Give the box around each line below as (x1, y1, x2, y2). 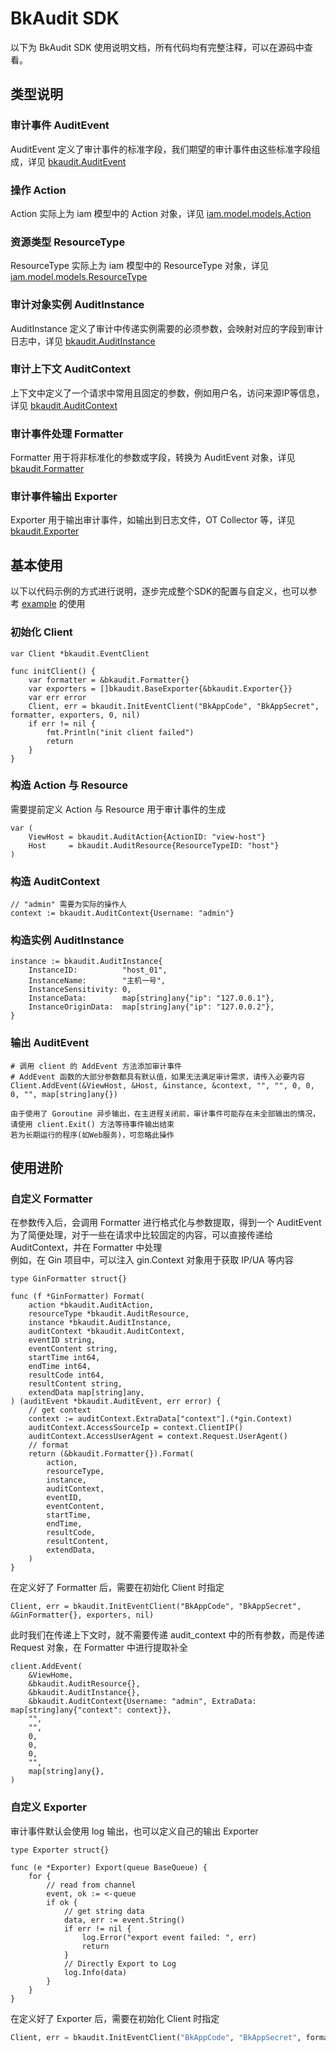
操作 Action (10, 183, 67, 197)
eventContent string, (28, 1344, 118, 1354)
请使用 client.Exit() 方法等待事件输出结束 (10, 1119, 175, 1129)
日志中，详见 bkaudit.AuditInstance (10, 335, 156, 347)
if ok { (46, 1897, 78, 1907)
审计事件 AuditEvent (10, 118, 110, 132)
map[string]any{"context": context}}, (10, 1705, 172, 1716)
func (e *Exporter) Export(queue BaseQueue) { (10, 1862, 208, 1872)
